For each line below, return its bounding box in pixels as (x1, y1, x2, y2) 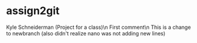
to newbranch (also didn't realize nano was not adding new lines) (6, 29, 166, 37)
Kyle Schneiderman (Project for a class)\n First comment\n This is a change (6, 24, 191, 31)
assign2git (6, 4, 60, 18)
